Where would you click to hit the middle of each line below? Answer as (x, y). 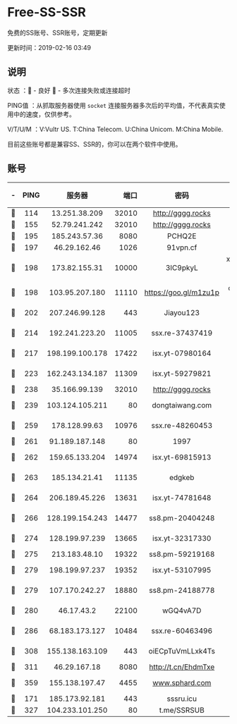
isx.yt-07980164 (182, 353)
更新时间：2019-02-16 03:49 (49, 47)
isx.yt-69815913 (182, 457)
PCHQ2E (182, 235)
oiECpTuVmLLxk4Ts (182, 651)
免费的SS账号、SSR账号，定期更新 (57, 32)
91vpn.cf (182, 247)
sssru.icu (182, 699)
